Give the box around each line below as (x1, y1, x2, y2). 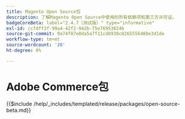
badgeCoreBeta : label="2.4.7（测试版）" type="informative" (6, 20, 154, 26)
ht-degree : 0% (6, 48, 42, 54)
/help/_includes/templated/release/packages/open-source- (33, 100, 180, 107)
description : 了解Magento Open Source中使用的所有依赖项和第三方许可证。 (6, 14, 177, 20)
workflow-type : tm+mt (6, 36, 60, 42)
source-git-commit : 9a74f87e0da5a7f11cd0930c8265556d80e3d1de (6, 31, 165, 37)
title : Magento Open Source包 (6, 8, 81, 15)
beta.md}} (6, 107, 32, 114)
